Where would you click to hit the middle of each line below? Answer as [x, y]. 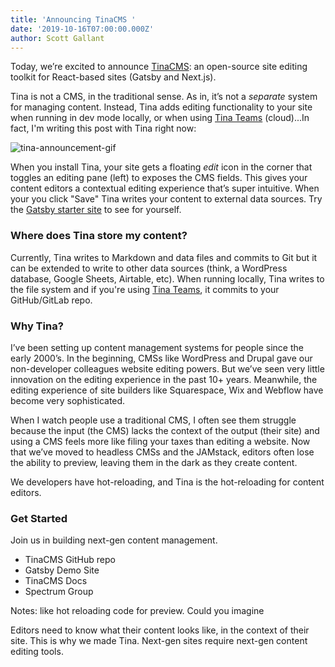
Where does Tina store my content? [99, 236]
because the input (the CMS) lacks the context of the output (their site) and [165, 430]
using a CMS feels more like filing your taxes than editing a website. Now [160, 441]
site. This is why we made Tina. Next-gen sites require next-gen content [159, 641]
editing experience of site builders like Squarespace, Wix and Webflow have [167, 390]
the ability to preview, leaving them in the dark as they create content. [154, 462]
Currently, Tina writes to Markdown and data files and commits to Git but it [164, 257]
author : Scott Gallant [57, 38]
